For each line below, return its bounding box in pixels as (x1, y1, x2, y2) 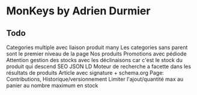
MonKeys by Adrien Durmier (6, 4, 151, 18)
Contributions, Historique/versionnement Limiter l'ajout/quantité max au (6, 76, 184, 82)
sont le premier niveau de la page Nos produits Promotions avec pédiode (6, 50, 187, 57)
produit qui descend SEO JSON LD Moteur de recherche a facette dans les (6, 63, 191, 70)
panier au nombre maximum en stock (6, 82, 98, 89)
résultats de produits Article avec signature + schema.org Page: (6, 69, 164, 76)
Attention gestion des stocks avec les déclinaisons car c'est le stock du (6, 57, 183, 63)
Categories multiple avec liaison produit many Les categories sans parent (6, 44, 188, 51)
